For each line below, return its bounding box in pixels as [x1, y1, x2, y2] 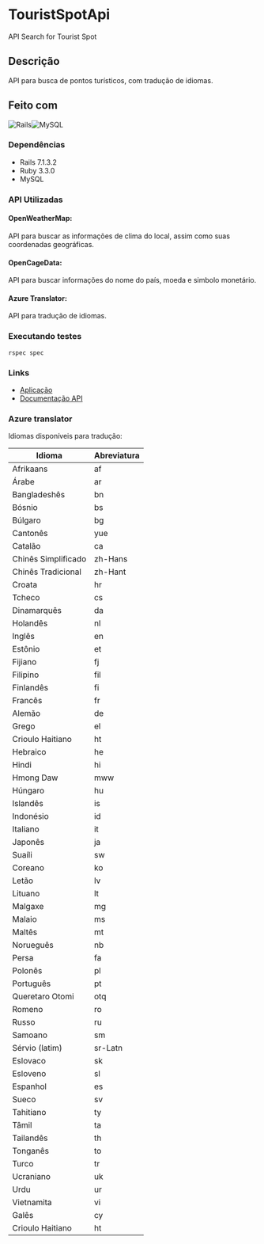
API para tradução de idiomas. [8, 311, 107, 321]
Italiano [12, 824, 40, 835]
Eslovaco [12, 1056, 46, 1067]
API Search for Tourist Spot [8, 32, 97, 41]
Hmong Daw [12, 772, 58, 783]
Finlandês [12, 683, 49, 694]
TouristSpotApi [8, 6, 111, 24]
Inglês [12, 631, 36, 642]
